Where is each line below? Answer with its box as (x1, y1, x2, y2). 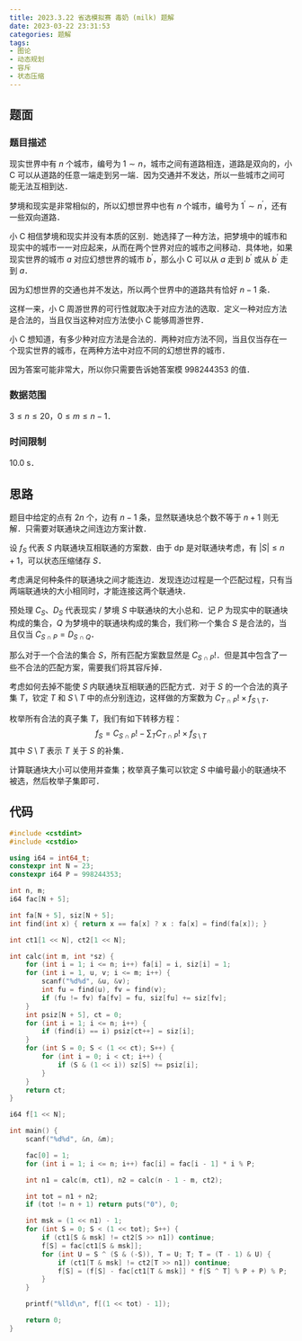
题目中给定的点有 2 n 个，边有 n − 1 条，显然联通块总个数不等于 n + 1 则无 (9, 512, 279, 523)
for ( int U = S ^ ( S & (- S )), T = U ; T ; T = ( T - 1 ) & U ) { (41, 1249, 271, 1259)
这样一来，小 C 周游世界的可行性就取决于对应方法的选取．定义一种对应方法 (9, 303, 288, 314)
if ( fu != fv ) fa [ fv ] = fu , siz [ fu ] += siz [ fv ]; (41, 993, 227, 1003)
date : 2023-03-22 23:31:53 (9, 22, 111, 31)
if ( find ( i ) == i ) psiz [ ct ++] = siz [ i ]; (41, 1027, 195, 1036)
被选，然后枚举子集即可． (9, 775, 104, 786)
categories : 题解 (9, 30, 72, 39)
